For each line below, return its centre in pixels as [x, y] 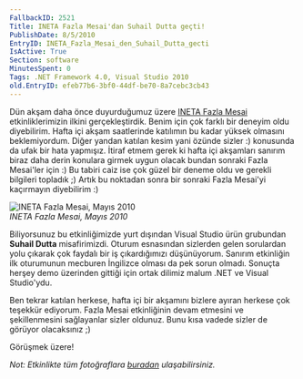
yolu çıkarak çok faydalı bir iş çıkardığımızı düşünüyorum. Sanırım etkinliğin [150, 253]
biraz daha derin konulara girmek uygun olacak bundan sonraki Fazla [139, 159]
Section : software [44, 60]
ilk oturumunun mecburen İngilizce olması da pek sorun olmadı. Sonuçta [145, 263]
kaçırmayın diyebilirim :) [54, 189]
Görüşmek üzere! [42, 346]
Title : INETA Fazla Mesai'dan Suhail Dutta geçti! [107, 26]
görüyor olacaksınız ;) [50, 329]
